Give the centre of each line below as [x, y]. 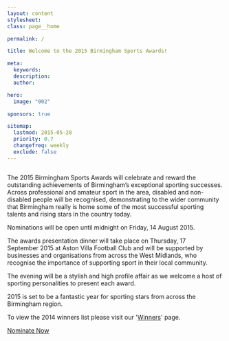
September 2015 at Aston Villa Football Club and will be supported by [105, 247]
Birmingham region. [35, 304]
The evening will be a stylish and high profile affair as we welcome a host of [115, 276]
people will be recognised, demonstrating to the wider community [126, 199]
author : [24, 82]
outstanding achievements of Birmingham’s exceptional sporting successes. [115, 185]
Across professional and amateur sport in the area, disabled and [98, 192]
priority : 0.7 [33, 139]
